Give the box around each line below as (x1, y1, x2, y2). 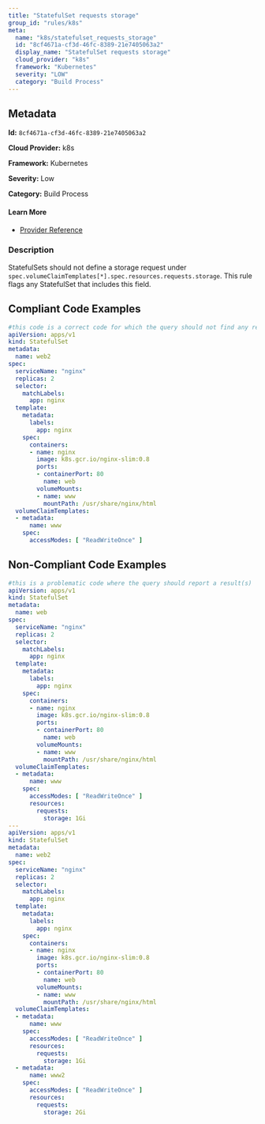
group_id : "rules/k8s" (8, 19, 83, 27)
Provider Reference (19, 224, 83, 234)
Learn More (8, 207, 47, 217)
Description (8, 244, 54, 255)
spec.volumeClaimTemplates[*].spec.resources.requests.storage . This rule (8, 270, 252, 281)
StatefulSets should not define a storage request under (8, 262, 187, 272)
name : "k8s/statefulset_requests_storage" (15, 33, 157, 42)
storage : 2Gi (43, 1108, 87, 1116)
